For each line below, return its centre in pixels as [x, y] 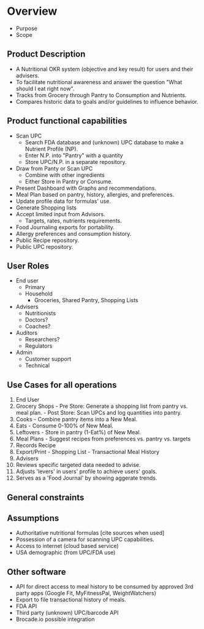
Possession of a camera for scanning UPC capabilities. [85, 539]
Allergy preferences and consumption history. [74, 233]
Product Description [46, 54]
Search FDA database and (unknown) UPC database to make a [104, 142]
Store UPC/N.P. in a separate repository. [76, 162]
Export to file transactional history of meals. [71, 600]
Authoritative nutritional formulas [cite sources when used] [90, 533]
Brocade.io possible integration [55, 619]
